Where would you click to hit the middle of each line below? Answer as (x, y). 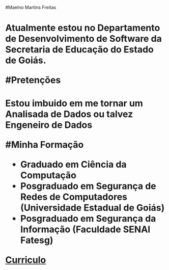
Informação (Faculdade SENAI (85, 229)
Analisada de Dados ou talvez (69, 114)
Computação (48, 175)
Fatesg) (37, 240)
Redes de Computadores (74, 197)
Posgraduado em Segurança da (88, 219)
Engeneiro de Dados (49, 125)
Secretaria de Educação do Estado (80, 50)
